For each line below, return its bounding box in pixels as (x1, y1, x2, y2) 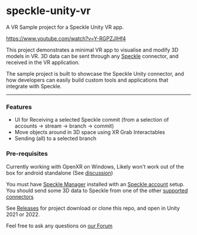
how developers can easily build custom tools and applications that (6, 76, 169, 83)
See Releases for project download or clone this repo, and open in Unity (6, 204, 180, 211)
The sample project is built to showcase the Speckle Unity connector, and (6, 70, 185, 77)
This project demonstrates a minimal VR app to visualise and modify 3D (6, 46, 179, 53)
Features (6, 103, 32, 111)
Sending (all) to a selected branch (14, 135, 97, 142)
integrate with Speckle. (6, 82, 62, 89)
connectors (6, 193, 34, 200)
